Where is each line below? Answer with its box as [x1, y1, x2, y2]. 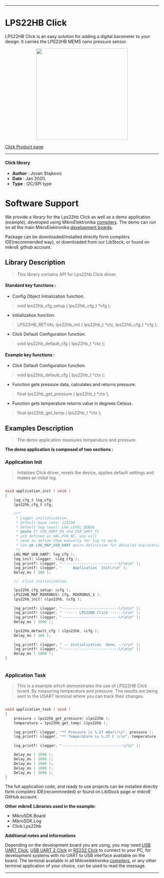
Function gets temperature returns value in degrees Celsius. [12, 401, 133, 407]
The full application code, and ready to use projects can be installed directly [5, 784, 158, 790]
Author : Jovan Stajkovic [12, 170, 62, 176]
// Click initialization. [14, 579, 69, 584]
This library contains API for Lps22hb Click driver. [17, 271, 117, 277]
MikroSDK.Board [12, 813, 46, 819]
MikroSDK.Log [12, 818, 41, 824]
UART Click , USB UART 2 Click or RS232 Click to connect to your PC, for [5, 847, 151, 853]
